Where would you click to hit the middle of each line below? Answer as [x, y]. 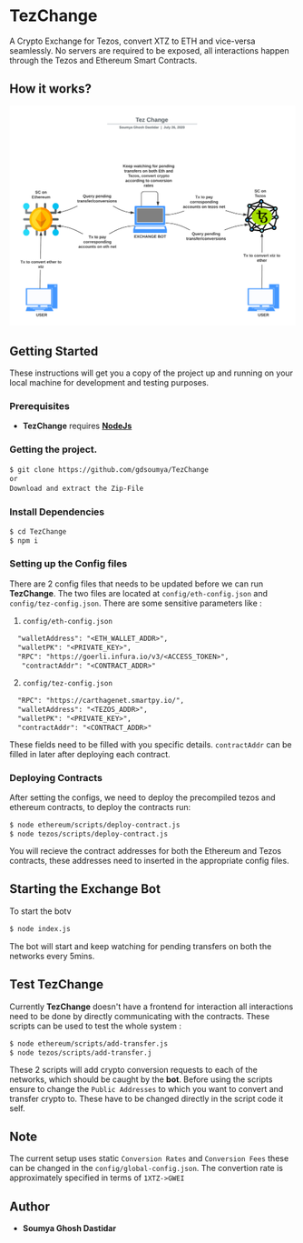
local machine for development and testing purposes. [109, 382]
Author [29, 1206]
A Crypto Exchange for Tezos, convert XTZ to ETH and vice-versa [132, 41]
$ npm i [24, 541]
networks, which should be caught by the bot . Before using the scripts [141, 1079]
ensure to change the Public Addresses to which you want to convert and [147, 1088]
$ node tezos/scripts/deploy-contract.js [89, 834]
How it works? [51, 89]
